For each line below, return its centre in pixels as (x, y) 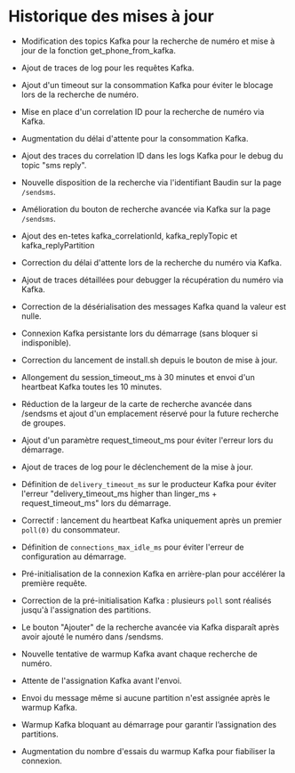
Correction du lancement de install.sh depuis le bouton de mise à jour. (149, 360)
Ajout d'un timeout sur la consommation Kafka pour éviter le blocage (147, 85)
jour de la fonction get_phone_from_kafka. (99, 50)
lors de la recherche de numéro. (80, 94)
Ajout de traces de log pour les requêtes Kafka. (108, 68)
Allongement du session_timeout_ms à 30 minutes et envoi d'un (138, 377)
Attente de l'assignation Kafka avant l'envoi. (101, 680)
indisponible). (46, 342)
